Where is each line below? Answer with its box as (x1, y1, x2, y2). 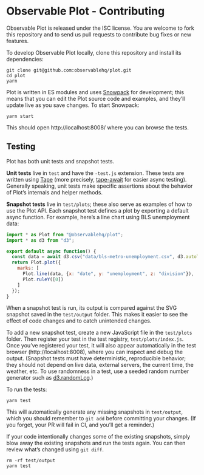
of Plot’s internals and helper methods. (6, 188, 103, 196)
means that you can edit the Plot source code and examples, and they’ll (6, 95, 185, 102)
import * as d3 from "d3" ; (6, 237, 75, 244)
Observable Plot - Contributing (6, 4, 165, 18)
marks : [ (17, 265, 39, 272)
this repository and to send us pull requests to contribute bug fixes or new (6, 30, 192, 38)
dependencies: (6, 55, 44, 63)
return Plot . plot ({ (12, 259, 61, 265)
